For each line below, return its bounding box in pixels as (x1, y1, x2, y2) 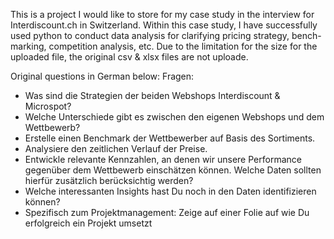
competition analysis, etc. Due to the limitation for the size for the (48, 40, 318, 52)
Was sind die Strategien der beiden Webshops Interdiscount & (24, 90, 281, 101)
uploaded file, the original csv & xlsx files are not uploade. (10, 51, 249, 63)
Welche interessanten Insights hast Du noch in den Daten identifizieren (24, 185, 317, 197)
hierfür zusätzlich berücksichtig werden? (24, 175, 194, 186)
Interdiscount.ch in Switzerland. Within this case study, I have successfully (10, 19, 318, 31)
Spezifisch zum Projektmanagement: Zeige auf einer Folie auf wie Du (24, 207, 310, 218)
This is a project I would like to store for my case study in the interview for (10, 9, 315, 20)
